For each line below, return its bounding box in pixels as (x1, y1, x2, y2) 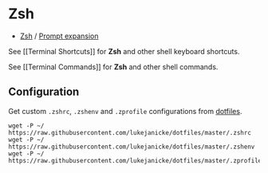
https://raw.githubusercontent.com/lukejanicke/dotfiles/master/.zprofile (8, 156, 262, 164)
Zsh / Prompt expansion (19, 31, 99, 41)
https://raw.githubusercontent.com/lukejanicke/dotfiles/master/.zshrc (8, 128, 251, 136)
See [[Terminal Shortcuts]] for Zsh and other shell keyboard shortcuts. (8, 46, 240, 56)
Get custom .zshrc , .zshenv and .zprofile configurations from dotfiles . (8, 106, 242, 116)
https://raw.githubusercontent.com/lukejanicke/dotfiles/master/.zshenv (8, 143, 255, 151)
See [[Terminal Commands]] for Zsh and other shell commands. (8, 61, 219, 72)
